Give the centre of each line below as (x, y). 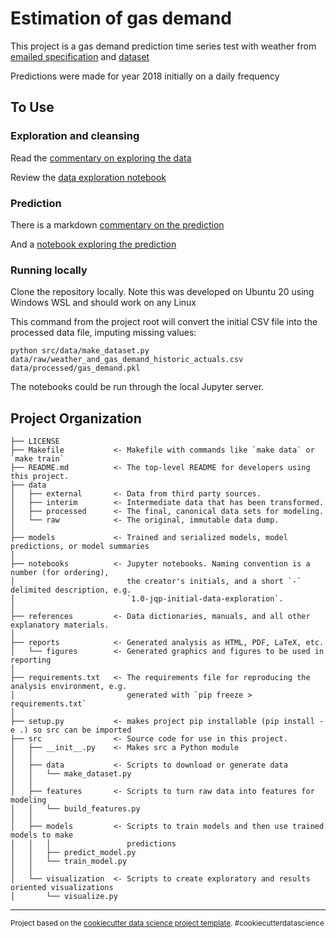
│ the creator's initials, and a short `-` (156, 582)
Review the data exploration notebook (88, 177)
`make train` (37, 459)
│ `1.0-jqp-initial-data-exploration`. (147, 599)
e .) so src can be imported (71, 730)
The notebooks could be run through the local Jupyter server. (137, 387)
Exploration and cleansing (75, 136)
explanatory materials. (60, 625)
